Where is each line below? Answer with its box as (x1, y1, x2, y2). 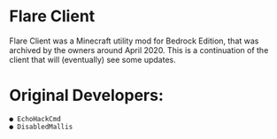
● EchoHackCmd (9, 114, 62, 123)
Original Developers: (9, 86, 164, 105)
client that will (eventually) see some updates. (9, 54, 176, 65)
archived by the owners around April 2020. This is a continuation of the (9, 44, 269, 55)
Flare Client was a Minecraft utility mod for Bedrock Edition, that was (9, 35, 259, 46)
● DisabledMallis (9, 122, 73, 131)
